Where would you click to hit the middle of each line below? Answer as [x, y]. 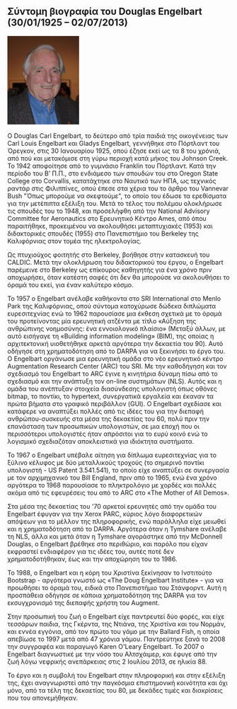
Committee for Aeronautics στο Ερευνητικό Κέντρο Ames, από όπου [107, 218]
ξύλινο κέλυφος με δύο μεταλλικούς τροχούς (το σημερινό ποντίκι [106, 462]
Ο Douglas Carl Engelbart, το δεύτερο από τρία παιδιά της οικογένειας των [118, 136]
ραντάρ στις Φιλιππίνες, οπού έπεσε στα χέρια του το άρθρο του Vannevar [118, 188]
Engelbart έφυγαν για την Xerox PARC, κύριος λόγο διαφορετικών [105, 514]
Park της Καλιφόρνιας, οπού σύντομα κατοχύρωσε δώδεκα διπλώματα [112, 306]
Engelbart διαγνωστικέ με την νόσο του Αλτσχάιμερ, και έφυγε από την [112, 654]
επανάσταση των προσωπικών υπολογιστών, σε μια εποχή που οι [103, 426]
